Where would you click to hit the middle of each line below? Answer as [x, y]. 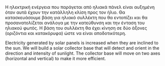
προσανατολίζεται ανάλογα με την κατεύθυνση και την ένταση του [75, 23]
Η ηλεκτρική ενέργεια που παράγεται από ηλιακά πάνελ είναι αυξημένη [80, 7]
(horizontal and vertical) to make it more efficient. [55, 58]
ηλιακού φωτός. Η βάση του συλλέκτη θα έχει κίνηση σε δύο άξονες [76, 28]
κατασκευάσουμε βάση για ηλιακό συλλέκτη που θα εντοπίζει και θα [76, 17]
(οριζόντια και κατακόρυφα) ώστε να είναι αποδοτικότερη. [66, 33]
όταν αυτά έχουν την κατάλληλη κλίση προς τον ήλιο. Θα [65, 12]
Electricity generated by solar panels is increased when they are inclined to [82, 43]
